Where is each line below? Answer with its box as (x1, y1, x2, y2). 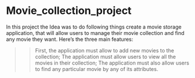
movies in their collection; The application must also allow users (35, 59, 189, 66)
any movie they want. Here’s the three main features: (6, 36, 134, 42)
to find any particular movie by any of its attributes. (35, 65, 159, 72)
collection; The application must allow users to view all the (35, 53, 176, 60)
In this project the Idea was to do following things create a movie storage (6, 23, 182, 30)
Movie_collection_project (6, 4, 132, 17)
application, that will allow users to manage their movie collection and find (6, 29, 184, 36)
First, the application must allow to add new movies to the (35, 47, 175, 54)
